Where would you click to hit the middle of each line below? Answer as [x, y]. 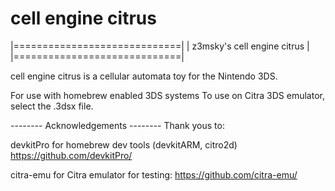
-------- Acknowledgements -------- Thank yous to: [117, 125]
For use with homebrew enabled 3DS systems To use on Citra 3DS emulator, [167, 95]
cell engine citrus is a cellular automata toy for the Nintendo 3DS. [144, 76]
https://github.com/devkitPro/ [71, 155]
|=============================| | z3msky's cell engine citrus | [160, 46]
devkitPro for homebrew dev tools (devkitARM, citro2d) [124, 144]
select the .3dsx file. [52, 106]
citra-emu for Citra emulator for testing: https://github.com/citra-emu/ [154, 174]
